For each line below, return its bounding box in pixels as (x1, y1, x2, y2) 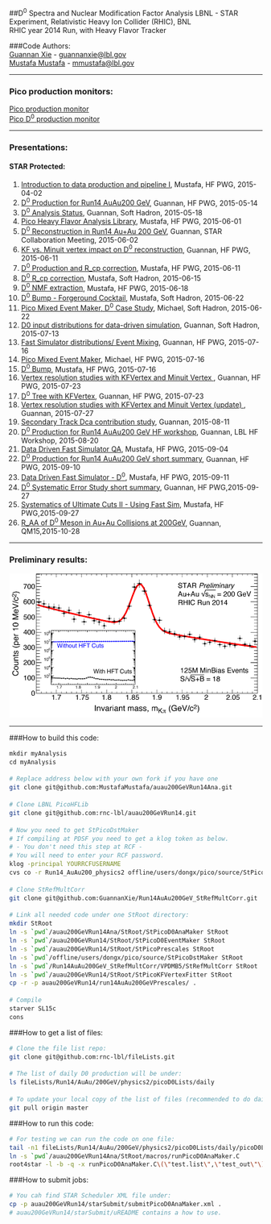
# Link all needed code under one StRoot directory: (9, 911, 190, 919)
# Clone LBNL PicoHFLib (9, 801, 89, 809)
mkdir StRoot (9, 919, 53, 928)
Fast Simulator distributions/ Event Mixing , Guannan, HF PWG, (20, 337, 228, 347)
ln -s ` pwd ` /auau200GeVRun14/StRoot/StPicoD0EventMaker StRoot (9, 937, 226, 945)
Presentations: (9, 141, 68, 152)
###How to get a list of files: (9, 1027, 104, 1037)
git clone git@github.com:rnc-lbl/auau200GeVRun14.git (9, 809, 197, 817)
